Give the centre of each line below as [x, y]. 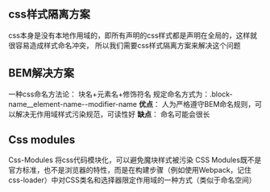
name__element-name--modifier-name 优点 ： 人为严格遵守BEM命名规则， [132, 104]
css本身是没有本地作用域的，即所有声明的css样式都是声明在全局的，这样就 [133, 35]
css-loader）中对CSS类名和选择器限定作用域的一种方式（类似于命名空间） [132, 180]
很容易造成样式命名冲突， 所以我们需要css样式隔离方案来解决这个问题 [125, 45]
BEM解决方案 [42, 74]
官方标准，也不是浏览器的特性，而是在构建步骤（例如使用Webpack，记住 [130, 170]
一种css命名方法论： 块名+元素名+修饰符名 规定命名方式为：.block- [121, 94]
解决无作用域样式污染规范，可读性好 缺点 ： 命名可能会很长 [112, 114]
